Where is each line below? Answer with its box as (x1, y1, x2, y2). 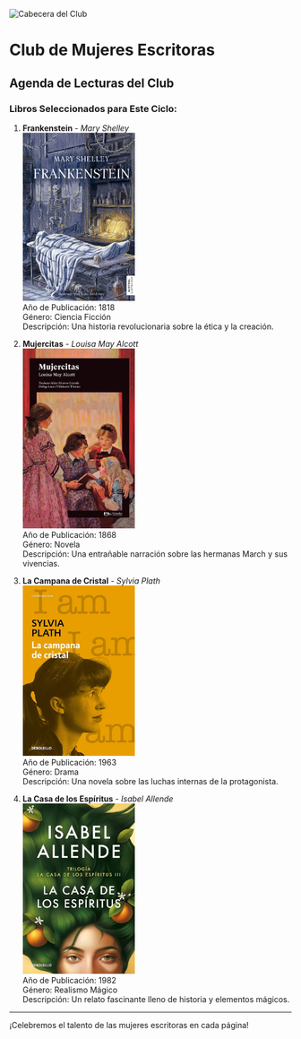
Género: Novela (21, 539, 81, 550)
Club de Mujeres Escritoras (9, 40, 215, 60)
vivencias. (21, 558, 60, 569)
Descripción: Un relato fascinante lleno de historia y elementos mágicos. (21, 994, 290, 1005)
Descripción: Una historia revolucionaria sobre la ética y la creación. (21, 321, 274, 332)
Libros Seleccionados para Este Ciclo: (9, 102, 177, 115)
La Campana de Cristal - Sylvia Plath (21, 576, 161, 586)
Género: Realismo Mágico (21, 984, 118, 995)
